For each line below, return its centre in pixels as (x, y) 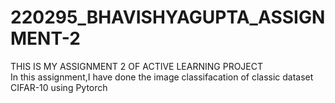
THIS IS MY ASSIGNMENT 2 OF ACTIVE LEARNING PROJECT (137, 66)
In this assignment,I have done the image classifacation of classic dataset (162, 77)
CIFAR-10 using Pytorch (59, 87)
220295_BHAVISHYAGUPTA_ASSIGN (168, 17)
